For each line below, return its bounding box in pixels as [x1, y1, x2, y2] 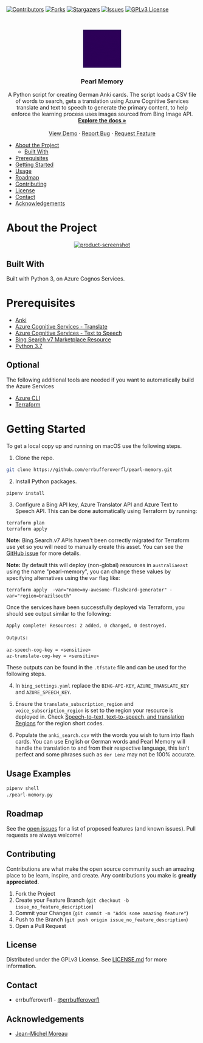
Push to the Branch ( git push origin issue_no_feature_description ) [15, 916, 188, 923]
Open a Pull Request [15, 922, 67, 929]
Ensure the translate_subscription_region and [15, 700, 134, 708]
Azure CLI [15, 394, 41, 402]
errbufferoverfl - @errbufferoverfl [15, 996, 100, 1003]
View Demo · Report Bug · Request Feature [48, 130, 156, 137]
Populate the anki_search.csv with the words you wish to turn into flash [15, 731, 194, 739]
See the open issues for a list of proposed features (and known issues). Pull [6, 825, 196, 832]
